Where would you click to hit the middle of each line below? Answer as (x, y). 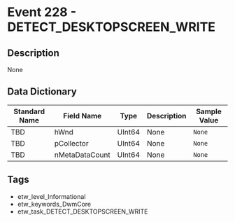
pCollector (71, 143)
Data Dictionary (42, 92)
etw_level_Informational (51, 196)
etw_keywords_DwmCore (54, 204)
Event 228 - (42, 12)
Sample (208, 111)
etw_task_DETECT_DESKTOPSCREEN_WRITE (83, 211)
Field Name (82, 116)
